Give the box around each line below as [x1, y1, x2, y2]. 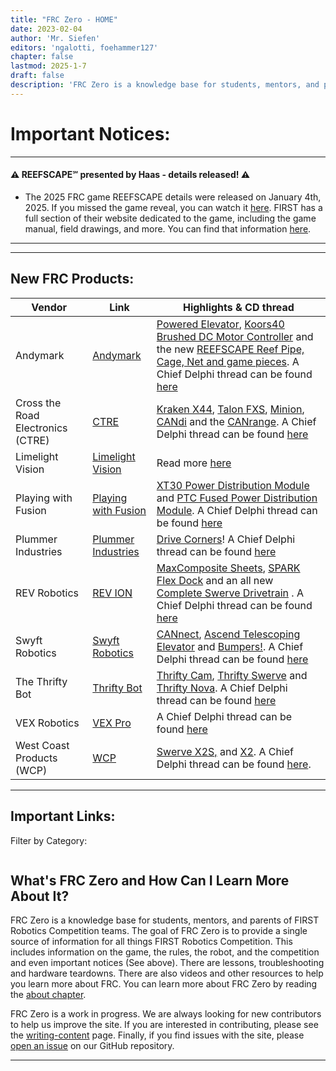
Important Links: [10, 808, 116, 825]
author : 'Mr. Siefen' [10, 33, 101, 43]
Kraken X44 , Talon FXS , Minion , [156, 402, 305, 416]
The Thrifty [15, 674, 68, 688]
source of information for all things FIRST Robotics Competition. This [10, 936, 293, 948]
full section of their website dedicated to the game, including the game [24, 212, 317, 224]
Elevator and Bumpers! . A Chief [156, 639, 304, 653]
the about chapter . [10, 989, 87, 1001]
